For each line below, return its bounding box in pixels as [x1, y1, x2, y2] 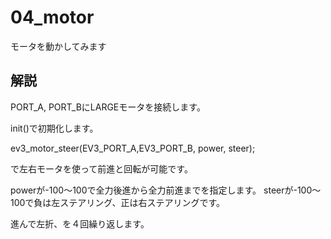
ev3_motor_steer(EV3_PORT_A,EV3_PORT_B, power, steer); [10, 142, 256, 154]
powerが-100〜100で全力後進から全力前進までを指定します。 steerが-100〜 [10, 184, 322, 196]
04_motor [10, 6, 95, 29]
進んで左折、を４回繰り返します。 [10, 217, 150, 230]
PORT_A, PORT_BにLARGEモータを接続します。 [10, 101, 206, 113]
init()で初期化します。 [10, 122, 99, 134]
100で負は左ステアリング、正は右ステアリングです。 [10, 196, 225, 208]
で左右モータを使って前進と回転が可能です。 [10, 162, 193, 175]
